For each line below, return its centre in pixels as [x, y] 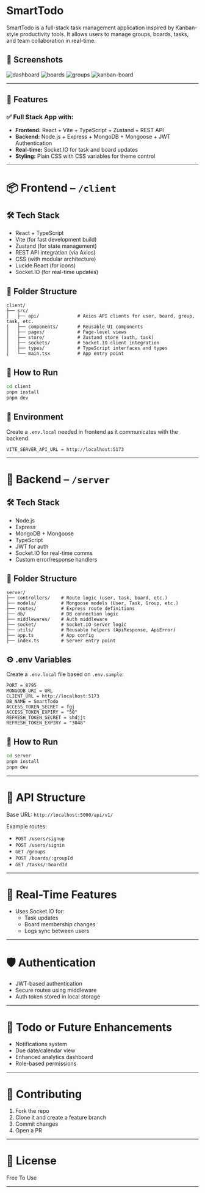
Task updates [41, 918]
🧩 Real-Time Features [62, 894]
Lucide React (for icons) [45, 266]
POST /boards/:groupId [44, 858]
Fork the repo [32, 1111]
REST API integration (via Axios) [55, 253]
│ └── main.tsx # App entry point [65, 354]
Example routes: [27, 826]
